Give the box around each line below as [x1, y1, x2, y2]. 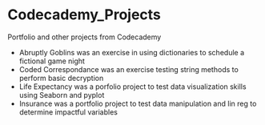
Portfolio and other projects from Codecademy [7, 32, 162, 42]
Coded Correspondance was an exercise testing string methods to [18, 64, 239, 74]
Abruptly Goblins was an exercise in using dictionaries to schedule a [18, 47, 245, 57]
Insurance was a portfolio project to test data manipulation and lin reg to [18, 99, 257, 108]
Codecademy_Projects [7, 6, 162, 24]
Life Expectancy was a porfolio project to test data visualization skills [18, 82, 247, 91]
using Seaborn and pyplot [18, 90, 105, 99]
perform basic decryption [18, 73, 104, 83]
